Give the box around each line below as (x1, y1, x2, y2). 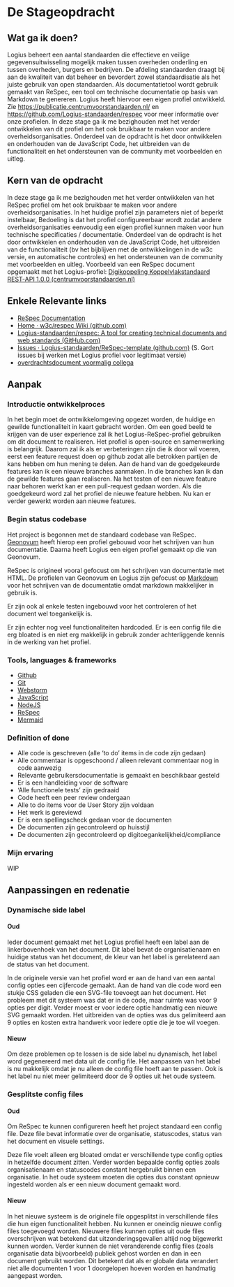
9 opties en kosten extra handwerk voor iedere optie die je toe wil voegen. (7, 1018, 221, 1027)
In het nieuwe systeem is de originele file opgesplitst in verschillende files (7, 1212, 219, 1220)
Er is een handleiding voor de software (17, 778, 129, 787)
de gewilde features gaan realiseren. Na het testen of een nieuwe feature (7, 474, 217, 483)
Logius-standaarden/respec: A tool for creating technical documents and (17, 328, 227, 337)
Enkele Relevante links (7, 295, 107, 307)
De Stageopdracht (7, 4, 115, 20)
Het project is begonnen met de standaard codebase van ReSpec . (7, 530, 196, 539)
